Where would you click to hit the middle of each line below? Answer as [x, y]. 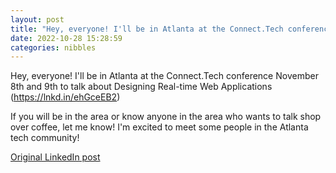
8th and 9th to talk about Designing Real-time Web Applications [141, 87]
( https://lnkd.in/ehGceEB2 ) [65, 97]
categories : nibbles [53, 47]
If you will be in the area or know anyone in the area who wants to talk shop [166, 117]
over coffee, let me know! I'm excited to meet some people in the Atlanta [159, 127]
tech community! [45, 138]
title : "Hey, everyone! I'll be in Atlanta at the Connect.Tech [147, 29]
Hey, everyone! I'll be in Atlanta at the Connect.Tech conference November [164, 76]
